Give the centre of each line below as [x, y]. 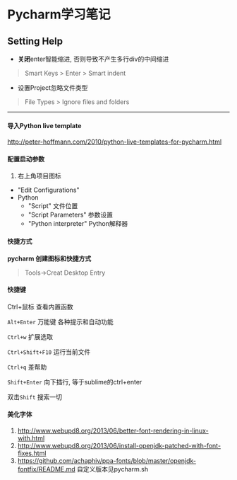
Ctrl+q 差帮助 [27, 367]
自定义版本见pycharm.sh [113, 469]
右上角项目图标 [39, 176]
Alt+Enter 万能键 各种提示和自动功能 [61, 321]
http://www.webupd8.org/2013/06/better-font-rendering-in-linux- [113, 431]
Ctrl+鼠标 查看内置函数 [40, 307]
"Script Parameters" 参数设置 [71, 215]
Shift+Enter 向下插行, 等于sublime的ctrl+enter [75, 382]
